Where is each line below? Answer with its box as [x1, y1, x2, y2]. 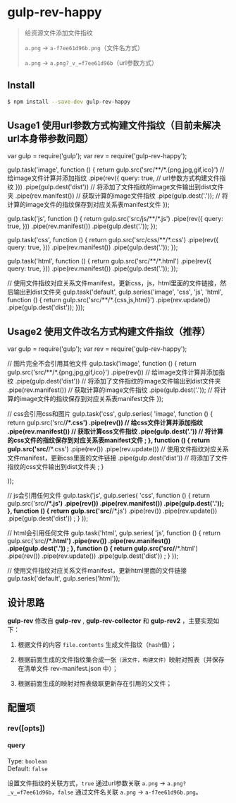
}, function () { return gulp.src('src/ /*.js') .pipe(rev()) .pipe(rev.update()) [7, 506, 218, 516]
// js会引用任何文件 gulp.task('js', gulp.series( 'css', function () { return [7, 492, 211, 500]
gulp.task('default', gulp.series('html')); [7, 574, 120, 583]
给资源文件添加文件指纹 [24, 28, 93, 37]
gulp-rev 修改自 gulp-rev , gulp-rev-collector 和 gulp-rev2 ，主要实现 [7, 617, 213, 625]
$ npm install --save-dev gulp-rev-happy [7, 98, 131, 105]
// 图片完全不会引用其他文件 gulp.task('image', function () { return [7, 359, 197, 368]
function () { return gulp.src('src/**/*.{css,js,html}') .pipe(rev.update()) [7, 296, 211, 304]
